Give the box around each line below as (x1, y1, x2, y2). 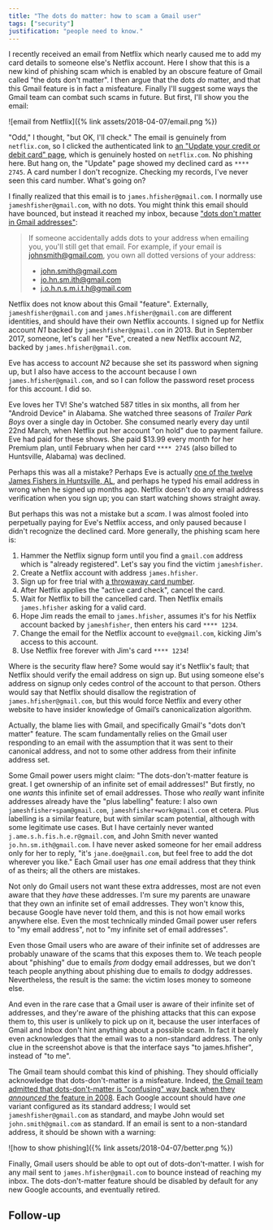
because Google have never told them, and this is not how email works (8, 907, 245, 917)
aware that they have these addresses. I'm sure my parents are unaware (8, 890, 250, 900)
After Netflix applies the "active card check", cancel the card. (19, 585, 226, 595)
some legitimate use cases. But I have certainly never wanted (8, 823, 214, 832)
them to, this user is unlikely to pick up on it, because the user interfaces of (8, 1017, 261, 1027)
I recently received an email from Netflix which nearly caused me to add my (8, 50, 262, 59)
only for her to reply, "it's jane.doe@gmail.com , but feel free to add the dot (8, 849, 253, 858)
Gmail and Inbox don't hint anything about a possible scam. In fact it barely (8, 1025, 259, 1035)
